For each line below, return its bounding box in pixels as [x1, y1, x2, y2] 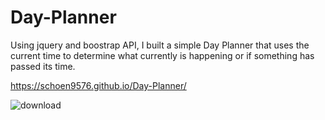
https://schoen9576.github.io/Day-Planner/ [10, 79, 187, 91]
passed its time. [10, 60, 76, 72]
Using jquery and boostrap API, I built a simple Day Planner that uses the [10, 39, 310, 51]
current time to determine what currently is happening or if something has [10, 49, 315, 61]
